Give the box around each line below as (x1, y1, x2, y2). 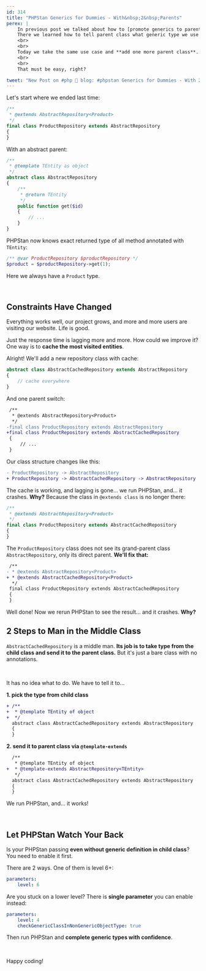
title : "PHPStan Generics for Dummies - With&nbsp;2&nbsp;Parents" (6, 15, 183, 21)
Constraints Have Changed (6, 302, 112, 312)
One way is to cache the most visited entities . (6, 343, 124, 350)
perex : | (6, 20, 29, 26)
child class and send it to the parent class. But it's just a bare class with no (6, 649, 197, 656)
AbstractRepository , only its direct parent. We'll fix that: (6, 551, 149, 559)
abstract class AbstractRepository (6, 174, 97, 181)
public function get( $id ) (17, 203, 84, 209)
